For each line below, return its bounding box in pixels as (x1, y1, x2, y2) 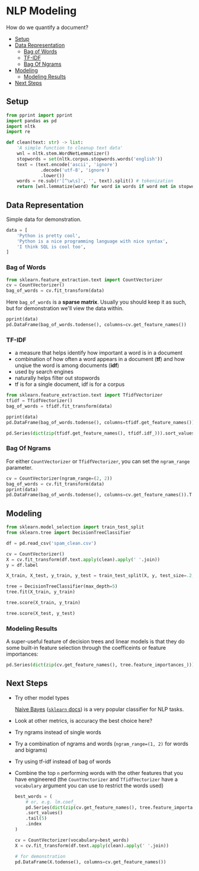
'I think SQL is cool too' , (17, 244, 86, 250)
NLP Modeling (6, 4, 77, 18)
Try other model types (14, 694, 69, 701)
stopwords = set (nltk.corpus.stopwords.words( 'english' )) (17, 156, 163, 162)
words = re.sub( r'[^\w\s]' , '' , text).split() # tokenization (17, 178, 174, 184)
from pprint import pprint (6, 112, 73, 118)
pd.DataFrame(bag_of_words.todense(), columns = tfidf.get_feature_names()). (6, 419, 197, 425)
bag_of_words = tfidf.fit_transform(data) (6, 403, 113, 410)
